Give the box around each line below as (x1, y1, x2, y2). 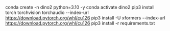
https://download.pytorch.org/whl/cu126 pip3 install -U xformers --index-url (5, 15, 165, 20)
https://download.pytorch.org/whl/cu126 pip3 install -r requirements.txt (5, 20, 155, 26)
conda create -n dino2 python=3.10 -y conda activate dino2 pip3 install (5, 4, 155, 10)
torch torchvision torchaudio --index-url (5, 9, 89, 15)
